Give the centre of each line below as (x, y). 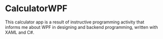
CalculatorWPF (36, 9)
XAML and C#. (20, 32)
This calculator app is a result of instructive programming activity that (75, 22)
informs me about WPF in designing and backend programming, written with (81, 27)
